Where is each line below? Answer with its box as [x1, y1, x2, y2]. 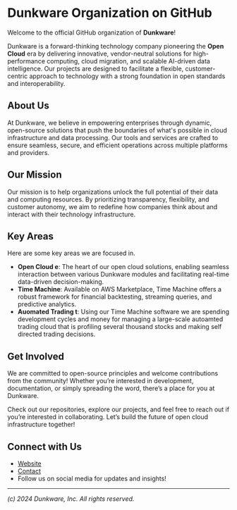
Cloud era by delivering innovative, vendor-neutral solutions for [7, 49, 192, 58]
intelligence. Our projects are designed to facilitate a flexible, [7, 64, 184, 73]
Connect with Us [7, 440, 83, 452]
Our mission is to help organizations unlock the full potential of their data [7, 187, 219, 196]
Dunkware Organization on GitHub [7, 5, 213, 21]
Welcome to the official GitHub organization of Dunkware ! [7, 28, 176, 37]
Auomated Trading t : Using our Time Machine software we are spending [17, 308, 230, 316]
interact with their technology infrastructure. [7, 210, 136, 218]
